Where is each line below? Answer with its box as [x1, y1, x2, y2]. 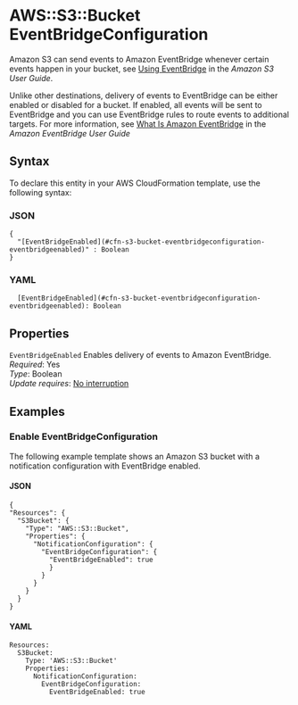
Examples [9, 403, 65, 419]
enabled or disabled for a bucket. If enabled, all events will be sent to [9, 99, 263, 110]
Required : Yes [9, 359, 61, 370]
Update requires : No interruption [9, 378, 129, 389]
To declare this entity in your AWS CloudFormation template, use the [9, 178, 261, 188]
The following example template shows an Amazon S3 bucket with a [9, 451, 261, 461]
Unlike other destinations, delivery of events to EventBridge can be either [9, 90, 278, 101]
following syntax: [9, 187, 72, 197]
